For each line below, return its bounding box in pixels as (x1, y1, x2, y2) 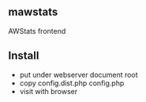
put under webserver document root (19, 70, 138, 79)
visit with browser (19, 86, 78, 96)
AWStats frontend (8, 26, 66, 35)
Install (8, 49, 39, 63)
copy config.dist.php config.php (19, 78, 125, 88)
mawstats (8, 5, 58, 19)
